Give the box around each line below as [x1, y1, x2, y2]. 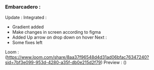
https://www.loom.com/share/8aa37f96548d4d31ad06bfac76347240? [6, 54, 149, 60]
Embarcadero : [5, 3, 41, 10]
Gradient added [12, 24, 44, 30]
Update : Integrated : [5, 15, 47, 21]
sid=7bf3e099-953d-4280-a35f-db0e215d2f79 [5, 60, 101, 66]
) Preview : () [101, 60, 127, 66]
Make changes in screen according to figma [12, 29, 101, 35]
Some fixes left [12, 40, 43, 46]
